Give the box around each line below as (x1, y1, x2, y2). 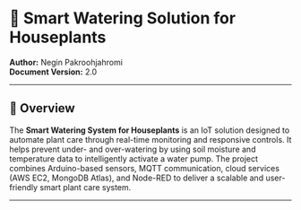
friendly (9, 181, 39, 192)
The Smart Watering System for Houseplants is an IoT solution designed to (9, 125, 290, 136)
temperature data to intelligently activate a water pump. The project (9, 153, 258, 164)
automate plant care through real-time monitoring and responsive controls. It (9, 134, 292, 144)
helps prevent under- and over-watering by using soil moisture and (9, 144, 256, 154)
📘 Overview (9, 101, 75, 116)
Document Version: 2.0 (9, 66, 98, 77)
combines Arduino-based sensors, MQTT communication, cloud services (9, 162, 280, 173)
